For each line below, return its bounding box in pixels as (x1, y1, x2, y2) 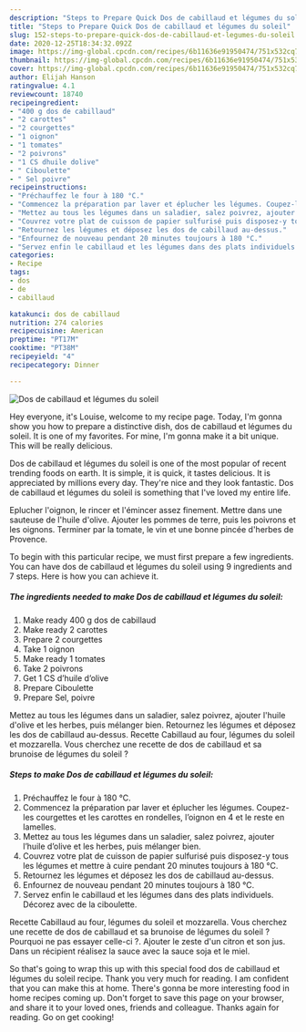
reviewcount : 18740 (9, 89, 84, 98)
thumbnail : (9, 56, 51, 65)
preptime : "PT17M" (9, 335, 79, 345)
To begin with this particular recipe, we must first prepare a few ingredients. (9, 551, 294, 562)
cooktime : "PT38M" (9, 344, 79, 353)
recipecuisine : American (9, 326, 104, 335)
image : (9, 47, 35, 57)
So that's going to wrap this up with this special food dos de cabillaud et (9, 963, 280, 974)
